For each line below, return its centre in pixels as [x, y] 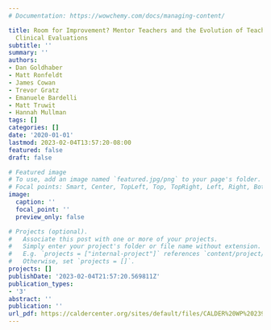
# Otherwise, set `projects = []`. [72, 262]
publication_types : [41, 284]
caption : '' [36, 202]
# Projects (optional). [48, 231]
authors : [23, 60]
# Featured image [38, 172]
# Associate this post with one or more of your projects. [113, 239]
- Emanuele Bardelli [43, 97]
